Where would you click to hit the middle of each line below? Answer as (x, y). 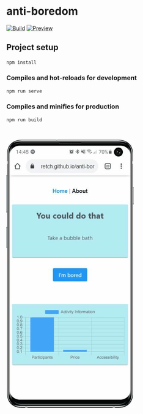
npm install (21, 62)
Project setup (33, 47)
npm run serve (24, 91)
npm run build (24, 120)
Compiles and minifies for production (63, 107)
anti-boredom (42, 11)
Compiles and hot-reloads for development (72, 78)
